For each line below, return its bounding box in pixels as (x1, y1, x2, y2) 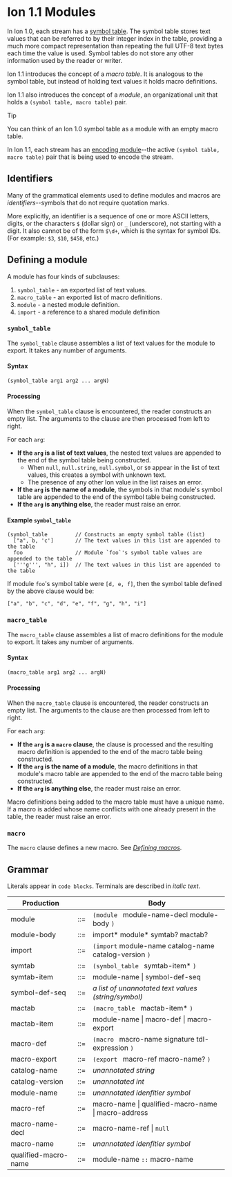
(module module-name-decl (92, 910, 188, 920)
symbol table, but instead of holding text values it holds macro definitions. (7, 77, 217, 85)
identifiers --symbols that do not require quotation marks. (7, 198, 169, 207)
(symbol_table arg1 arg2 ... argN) (7, 377, 110, 384)
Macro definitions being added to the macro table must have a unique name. (7, 798, 224, 806)
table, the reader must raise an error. (7, 813, 112, 821)
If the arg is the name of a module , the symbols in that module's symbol (17, 485, 222, 494)
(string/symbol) (92, 992, 143, 1002)
